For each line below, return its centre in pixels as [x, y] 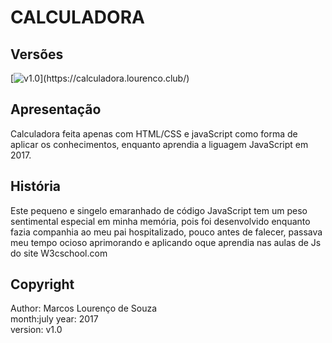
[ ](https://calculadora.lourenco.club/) [100, 78]
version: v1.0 [36, 330]
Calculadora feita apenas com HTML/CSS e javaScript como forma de [154, 133]
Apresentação [56, 109]
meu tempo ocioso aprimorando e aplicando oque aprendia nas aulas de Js [166, 242]
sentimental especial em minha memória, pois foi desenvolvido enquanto [160, 221]
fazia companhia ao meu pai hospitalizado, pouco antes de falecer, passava [166, 232]
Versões [37, 54]
